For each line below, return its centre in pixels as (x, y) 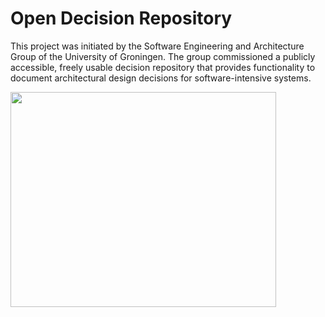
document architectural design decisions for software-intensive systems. (161, 78)
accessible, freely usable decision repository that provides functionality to (163, 67)
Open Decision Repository (121, 18)
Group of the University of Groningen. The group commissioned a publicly (163, 56)
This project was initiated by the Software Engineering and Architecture (157, 46)
